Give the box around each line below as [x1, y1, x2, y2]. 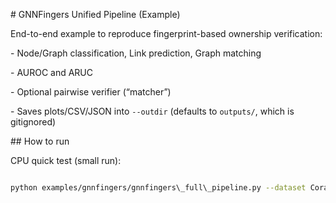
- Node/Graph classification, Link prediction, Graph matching [10, 47, 262, 59]
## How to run [10, 135, 70, 147]
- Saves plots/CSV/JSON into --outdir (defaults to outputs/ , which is [10, 105, 295, 117]
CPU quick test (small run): [10, 155, 122, 166]
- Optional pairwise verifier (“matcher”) [10, 86, 172, 98]
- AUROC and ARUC [10, 67, 94, 78]
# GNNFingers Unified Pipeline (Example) [10, 9, 181, 20]
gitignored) [10, 116, 57, 128]
